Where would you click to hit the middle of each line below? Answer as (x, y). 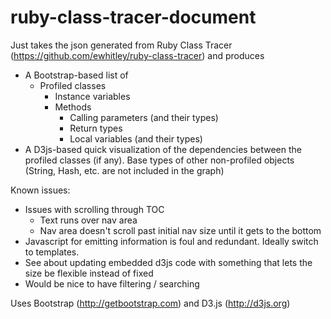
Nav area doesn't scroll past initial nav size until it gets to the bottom (180, 230)
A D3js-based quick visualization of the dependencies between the (163, 149)
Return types (96, 128)
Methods (73, 107)
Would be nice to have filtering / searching (112, 283)
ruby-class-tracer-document (133, 17)
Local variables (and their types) (136, 138)
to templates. (52, 252)
